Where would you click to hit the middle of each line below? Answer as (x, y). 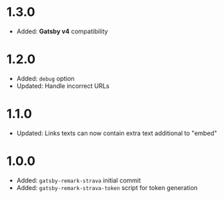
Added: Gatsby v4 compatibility (62, 31)
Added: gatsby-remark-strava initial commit (79, 180)
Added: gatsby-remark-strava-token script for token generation (107, 187)
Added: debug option (45, 78)
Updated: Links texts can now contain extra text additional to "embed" (117, 133)
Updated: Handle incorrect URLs (63, 86)
